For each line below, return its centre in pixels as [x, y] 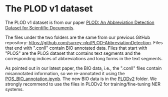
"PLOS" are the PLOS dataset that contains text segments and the [73, 53]
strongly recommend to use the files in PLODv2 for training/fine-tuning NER [83, 84]
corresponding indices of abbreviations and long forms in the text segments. [84, 58]
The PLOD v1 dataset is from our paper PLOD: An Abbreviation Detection [80, 22]
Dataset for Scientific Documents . [40, 27]
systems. [14, 89]
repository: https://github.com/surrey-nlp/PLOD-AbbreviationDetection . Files [84, 42]
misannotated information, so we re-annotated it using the [65, 73]
